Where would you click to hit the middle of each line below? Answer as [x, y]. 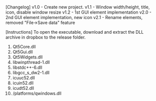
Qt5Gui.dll [23, 52]
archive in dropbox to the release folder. [46, 37]
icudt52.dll [23, 88]
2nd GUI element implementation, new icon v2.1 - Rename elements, [74, 17]
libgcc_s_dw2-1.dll [31, 72]
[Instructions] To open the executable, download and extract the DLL [75, 32]
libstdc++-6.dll [28, 67]
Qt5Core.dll [24, 47]
